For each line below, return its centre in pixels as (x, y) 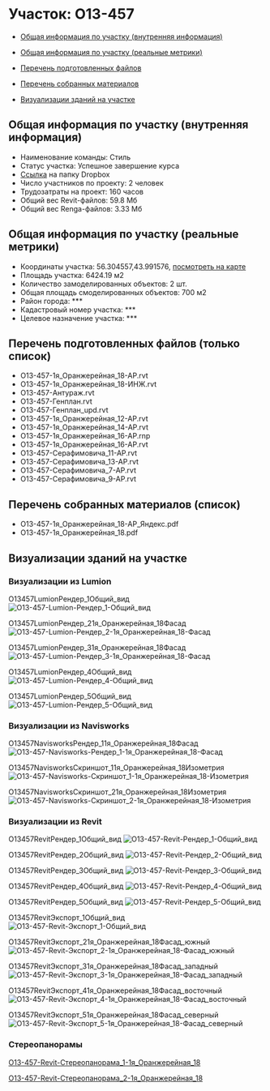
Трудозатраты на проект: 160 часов (82, 191)
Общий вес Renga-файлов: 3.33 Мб (81, 208)
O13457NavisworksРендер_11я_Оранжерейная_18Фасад (103, 743)
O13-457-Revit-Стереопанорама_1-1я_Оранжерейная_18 (105, 1062)
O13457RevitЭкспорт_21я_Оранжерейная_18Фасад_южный (109, 942)
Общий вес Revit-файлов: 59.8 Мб (79, 200)
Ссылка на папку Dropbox (65, 174)
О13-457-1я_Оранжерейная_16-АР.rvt (84, 445)
